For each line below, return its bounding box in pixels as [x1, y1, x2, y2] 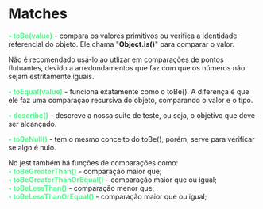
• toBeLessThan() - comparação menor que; [8, 183, 155, 192]
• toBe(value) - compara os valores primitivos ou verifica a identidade [8, 31, 238, 40]
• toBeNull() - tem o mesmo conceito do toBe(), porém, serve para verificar [8, 134, 255, 143]
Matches [8, 5, 68, 23]
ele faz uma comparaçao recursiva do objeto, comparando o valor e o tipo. [8, 95, 253, 104]
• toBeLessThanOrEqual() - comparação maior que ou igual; [8, 192, 207, 201]
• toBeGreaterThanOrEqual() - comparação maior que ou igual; [8, 175, 217, 184]
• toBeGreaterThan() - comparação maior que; [8, 166, 162, 176]
